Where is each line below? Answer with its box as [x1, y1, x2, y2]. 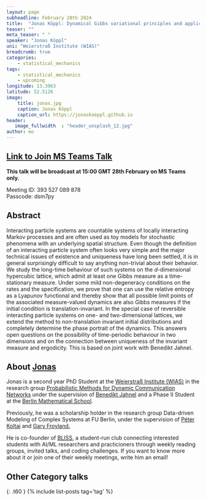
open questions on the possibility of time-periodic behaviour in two [6, 331, 176, 338]
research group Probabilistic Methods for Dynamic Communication [6, 384, 175, 392]
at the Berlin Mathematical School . [6, 397, 93, 405]
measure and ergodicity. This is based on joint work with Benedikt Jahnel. [6, 344, 193, 351]
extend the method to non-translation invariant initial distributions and [6, 318, 183, 325]
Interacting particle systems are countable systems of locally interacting [6, 226, 189, 234]
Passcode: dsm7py [6, 193, 55, 200]
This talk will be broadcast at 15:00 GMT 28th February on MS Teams [6, 167, 186, 175]
